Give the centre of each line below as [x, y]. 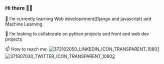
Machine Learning [24, 24]
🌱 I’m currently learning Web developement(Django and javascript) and [78, 19]
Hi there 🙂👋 [19, 8]
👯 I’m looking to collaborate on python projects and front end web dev [77, 34]
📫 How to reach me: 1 [82, 49]
